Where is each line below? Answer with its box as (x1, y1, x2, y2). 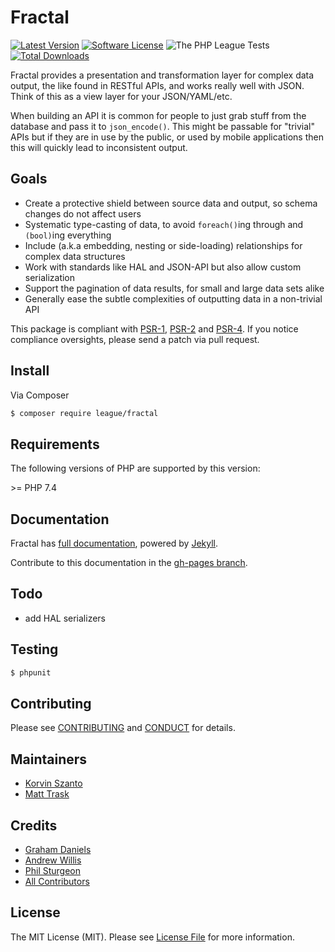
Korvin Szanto (24, 777, 83, 790)
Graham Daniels (24, 844, 92, 855)
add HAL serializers (24, 612, 106, 624)
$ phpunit (10, 667, 52, 678)
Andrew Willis (24, 854, 82, 866)
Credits (10, 817, 58, 834)
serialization (24, 271, 76, 283)
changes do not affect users (24, 207, 142, 220)
